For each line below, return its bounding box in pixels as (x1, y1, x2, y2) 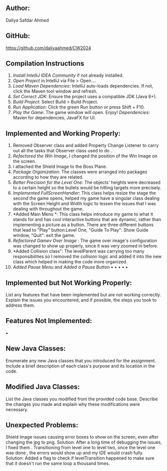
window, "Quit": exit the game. (12, 233, 76, 238)
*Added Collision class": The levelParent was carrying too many (12, 248, 145, 254)
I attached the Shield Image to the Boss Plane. (12, 164, 107, 170)
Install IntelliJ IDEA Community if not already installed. (12, 72, 124, 79)
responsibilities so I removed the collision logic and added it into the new (12, 253, 162, 259)
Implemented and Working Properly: (5, 129, 121, 137)
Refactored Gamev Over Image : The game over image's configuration (12, 237, 157, 243)
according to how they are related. (12, 174, 83, 180)
